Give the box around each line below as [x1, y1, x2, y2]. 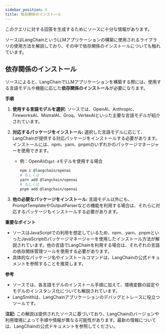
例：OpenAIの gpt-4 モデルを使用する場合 [19, 158, 103, 164]
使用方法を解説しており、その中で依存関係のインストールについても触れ [13, 43, 161, 49]
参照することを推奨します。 [29, 261, 86, 267]
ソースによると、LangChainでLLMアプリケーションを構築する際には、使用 [5, 79, 157, 85]
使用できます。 [21, 148, 52, 154]
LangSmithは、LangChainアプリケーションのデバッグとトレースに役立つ [12, 294, 160, 300]
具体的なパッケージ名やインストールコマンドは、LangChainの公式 [12, 254, 147, 260]
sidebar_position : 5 [5, 7, 48, 12]
